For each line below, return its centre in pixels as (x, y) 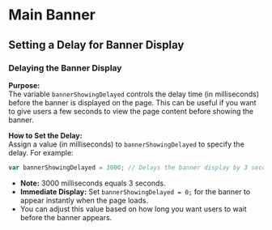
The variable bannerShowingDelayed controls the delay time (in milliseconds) (134, 94)
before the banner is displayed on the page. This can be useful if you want (132, 102)
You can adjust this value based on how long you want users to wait (133, 209)
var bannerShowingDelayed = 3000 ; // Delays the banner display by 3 (128, 168)
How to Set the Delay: (45, 135)
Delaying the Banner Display (65, 68)
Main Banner (52, 15)
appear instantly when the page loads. (84, 200)
